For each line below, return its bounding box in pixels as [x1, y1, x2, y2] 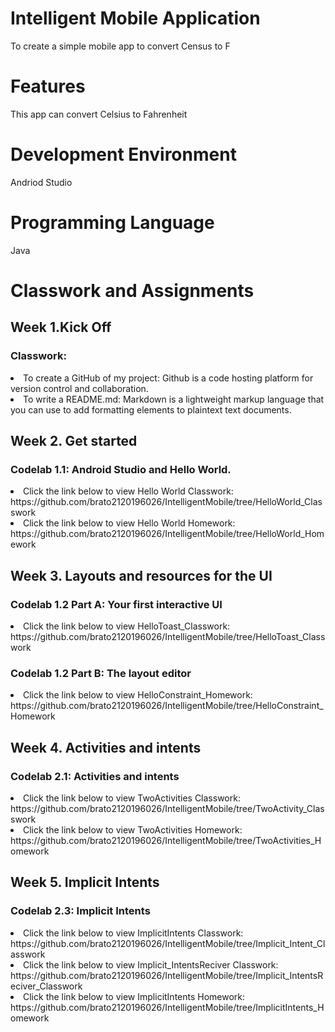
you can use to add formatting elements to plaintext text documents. [10, 403, 292, 416]
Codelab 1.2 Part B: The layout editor [10, 666, 192, 680]
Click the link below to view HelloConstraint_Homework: [23, 689, 253, 701]
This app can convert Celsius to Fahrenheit [10, 108, 188, 120]
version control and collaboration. [10, 382, 149, 394]
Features [10, 75, 86, 98]
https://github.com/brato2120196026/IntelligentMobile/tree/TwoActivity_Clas [10, 802, 325, 814]
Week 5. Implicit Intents [10, 874, 160, 891]
